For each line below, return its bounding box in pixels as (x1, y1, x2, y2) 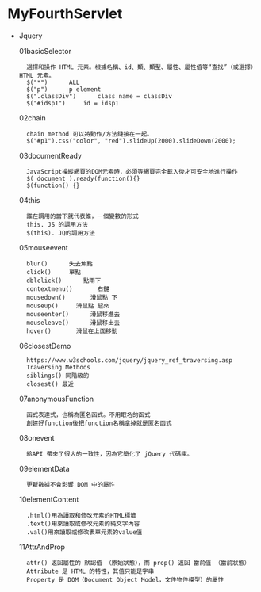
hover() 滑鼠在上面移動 (26, 327, 118, 335)
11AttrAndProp (18, 542, 65, 552)
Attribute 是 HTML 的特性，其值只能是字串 (26, 567, 155, 575)
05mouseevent (18, 243, 68, 252)
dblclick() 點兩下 (26, 277, 102, 285)
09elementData (18, 464, 70, 473)
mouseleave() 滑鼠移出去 (26, 319, 121, 327)
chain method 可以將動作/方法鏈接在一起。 (26, 130, 153, 138)
